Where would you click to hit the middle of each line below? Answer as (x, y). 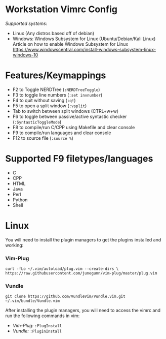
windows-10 (25, 55)
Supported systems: (26, 23)
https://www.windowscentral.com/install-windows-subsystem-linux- (84, 49)
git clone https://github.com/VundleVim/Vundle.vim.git (65, 297)
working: (14, 245)
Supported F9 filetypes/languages (79, 159)
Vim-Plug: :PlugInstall (37, 326)
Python (20, 200)
